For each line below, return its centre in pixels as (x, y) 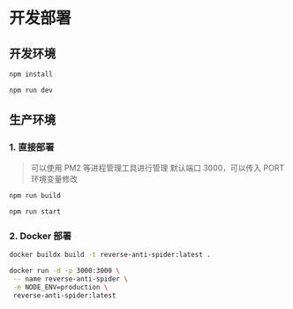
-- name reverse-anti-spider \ (70, 279)
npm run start (35, 212)
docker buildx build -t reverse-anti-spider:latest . (110, 255)
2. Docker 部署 (41, 237)
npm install (31, 74)
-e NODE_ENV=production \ (60, 288)
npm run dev (31, 90)
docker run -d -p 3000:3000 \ (65, 271)
